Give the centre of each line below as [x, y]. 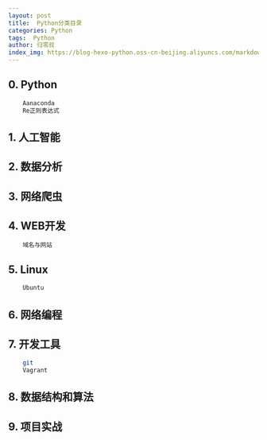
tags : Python [32, 38]
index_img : [26, 53]
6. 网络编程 [35, 315]
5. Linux [28, 269]
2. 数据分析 [35, 167]
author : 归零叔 [31, 45]
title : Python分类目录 [45, 23]
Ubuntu [33, 288]
